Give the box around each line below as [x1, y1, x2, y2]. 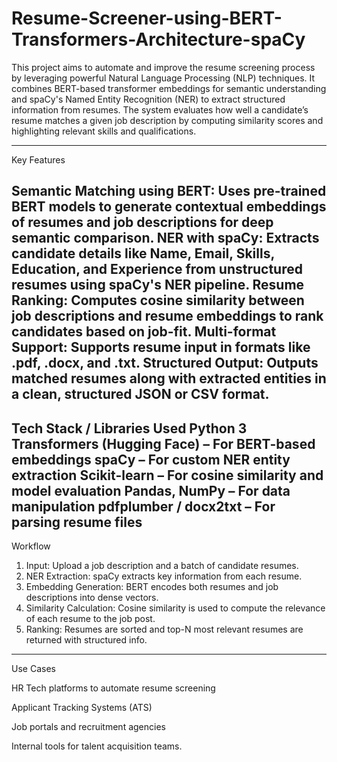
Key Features [11, 153, 66, 166]
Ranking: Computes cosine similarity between [11, 292, 305, 309]
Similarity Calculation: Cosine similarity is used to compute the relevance [25, 602, 326, 614]
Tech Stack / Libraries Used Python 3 [11, 420, 248, 437]
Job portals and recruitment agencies [11, 721, 166, 733]
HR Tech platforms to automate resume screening [11, 682, 216, 694]
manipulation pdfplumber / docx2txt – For [11, 498, 276, 515]
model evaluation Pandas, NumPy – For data [11, 482, 291, 499]
